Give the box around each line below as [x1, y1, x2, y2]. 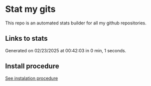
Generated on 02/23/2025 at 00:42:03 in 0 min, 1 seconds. [5, 47, 126, 53]
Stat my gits [5, 3, 56, 15]
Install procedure [5, 62, 59, 71]
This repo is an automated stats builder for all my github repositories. [5, 20, 147, 26]
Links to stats [5, 34, 48, 43]
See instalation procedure [5, 75, 58, 81]
